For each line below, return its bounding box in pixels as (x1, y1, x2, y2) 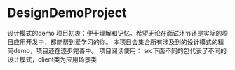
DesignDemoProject (7, 5, 127, 21)
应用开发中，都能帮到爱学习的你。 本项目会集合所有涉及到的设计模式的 (13, 37, 218, 46)
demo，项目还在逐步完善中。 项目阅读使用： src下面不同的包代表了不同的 (13, 46, 227, 55)
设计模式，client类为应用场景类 (7, 55, 97, 64)
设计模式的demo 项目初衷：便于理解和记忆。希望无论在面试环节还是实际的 (7, 29, 222, 37)
